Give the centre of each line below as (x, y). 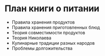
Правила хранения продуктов (43, 22)
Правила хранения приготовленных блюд (56, 27)
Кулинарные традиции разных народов (53, 43)
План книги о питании (52, 9)
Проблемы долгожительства (42, 48)
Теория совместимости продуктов (48, 32)
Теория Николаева (32, 38)
